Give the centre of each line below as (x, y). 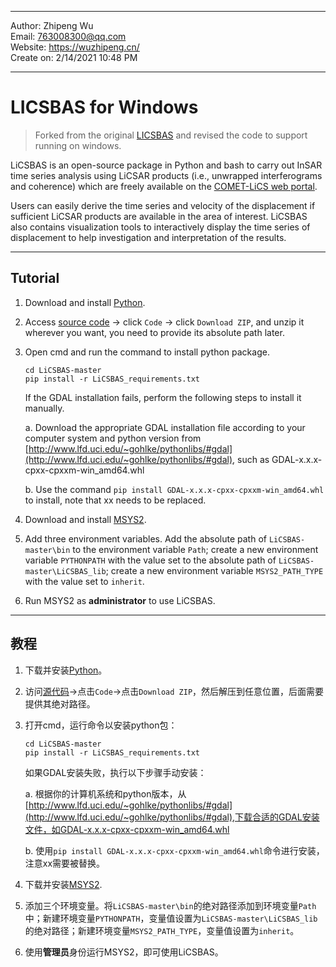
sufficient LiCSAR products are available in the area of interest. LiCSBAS (159, 216)
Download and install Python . (85, 302)
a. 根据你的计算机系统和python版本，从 (105, 793)
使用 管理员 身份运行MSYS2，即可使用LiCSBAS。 (124, 952)
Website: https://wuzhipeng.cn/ (75, 47)
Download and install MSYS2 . (85, 519)
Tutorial (35, 278)
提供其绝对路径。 (60, 703)
